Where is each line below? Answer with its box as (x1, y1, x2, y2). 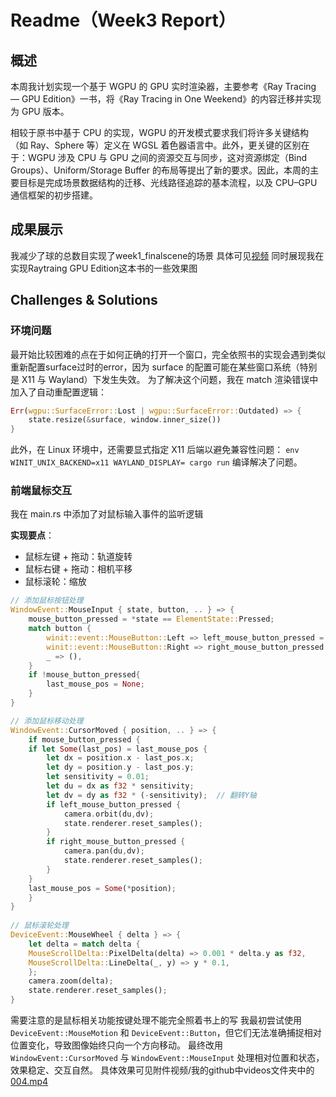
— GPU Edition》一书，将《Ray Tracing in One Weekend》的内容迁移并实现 (10, 93, 322, 105)
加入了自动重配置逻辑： (10, 386, 107, 398)
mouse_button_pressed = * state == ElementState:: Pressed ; (28, 614, 275, 625)
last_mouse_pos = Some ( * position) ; (28, 883, 177, 893)
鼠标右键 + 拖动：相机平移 (24, 563, 133, 575)
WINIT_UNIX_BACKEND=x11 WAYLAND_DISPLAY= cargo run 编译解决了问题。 (10, 456, 303, 468)
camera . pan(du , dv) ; (63, 846, 145, 856)
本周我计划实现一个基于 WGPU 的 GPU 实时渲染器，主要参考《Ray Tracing (10, 81, 317, 92)
